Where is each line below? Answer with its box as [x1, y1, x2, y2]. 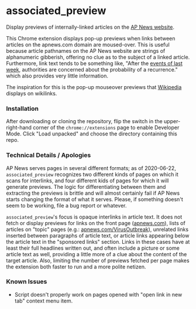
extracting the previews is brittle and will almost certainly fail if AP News [6, 189, 180, 196]
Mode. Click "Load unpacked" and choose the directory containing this [6, 130, 177, 137]
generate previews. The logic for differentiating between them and [6, 183, 166, 190]
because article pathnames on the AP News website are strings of [6, 47, 166, 54]
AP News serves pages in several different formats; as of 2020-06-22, [6, 164, 177, 171]
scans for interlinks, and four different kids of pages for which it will [6, 177, 169, 184]
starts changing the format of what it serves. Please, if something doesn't [6, 195, 183, 203]
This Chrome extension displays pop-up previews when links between [6, 35, 176, 42]
